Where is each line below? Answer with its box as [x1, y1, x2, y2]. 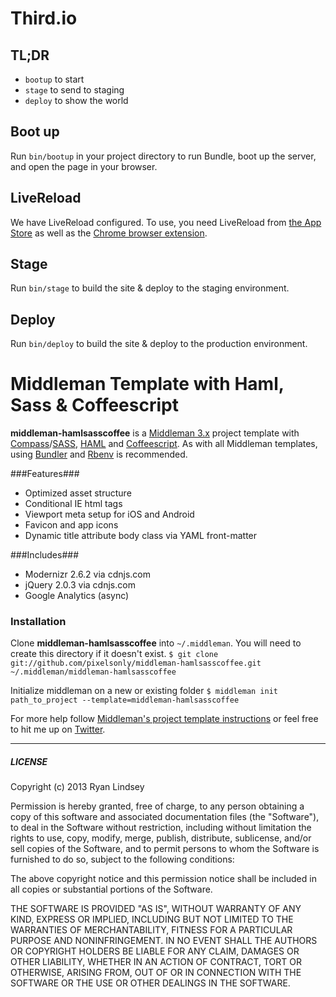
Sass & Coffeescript [10, 394, 179, 417]
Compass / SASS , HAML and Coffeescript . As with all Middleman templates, [10, 438, 318, 450]
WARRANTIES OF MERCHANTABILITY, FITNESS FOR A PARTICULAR [10, 924, 293, 936]
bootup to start [24, 73, 85, 85]
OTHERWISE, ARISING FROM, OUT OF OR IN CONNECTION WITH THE [10, 967, 302, 979]
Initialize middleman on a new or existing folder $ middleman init [10, 685, 279, 697]
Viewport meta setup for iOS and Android [24, 508, 195, 521]
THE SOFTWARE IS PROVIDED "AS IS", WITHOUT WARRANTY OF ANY [10, 903, 302, 915]
